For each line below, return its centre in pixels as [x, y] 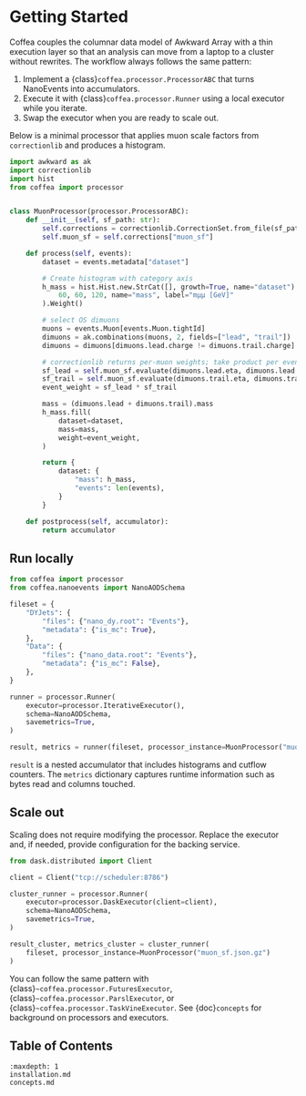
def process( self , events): [79, 253]
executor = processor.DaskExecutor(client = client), [122, 902]
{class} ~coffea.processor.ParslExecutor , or [92, 998]
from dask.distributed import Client [81, 861]
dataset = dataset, [91, 421]
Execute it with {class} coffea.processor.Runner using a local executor [153, 98]
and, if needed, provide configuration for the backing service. [125, 844]
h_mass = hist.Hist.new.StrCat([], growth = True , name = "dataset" [167, 287]
